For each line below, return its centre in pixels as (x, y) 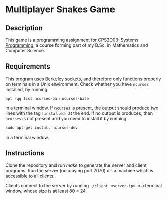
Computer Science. (25, 51)
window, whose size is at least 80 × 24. (46, 191)
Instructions (25, 153)
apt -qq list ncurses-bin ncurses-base (47, 98)
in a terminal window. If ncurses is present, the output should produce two (82, 108)
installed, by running (26, 89)
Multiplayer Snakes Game (60, 9)
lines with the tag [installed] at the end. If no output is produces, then (79, 113)
